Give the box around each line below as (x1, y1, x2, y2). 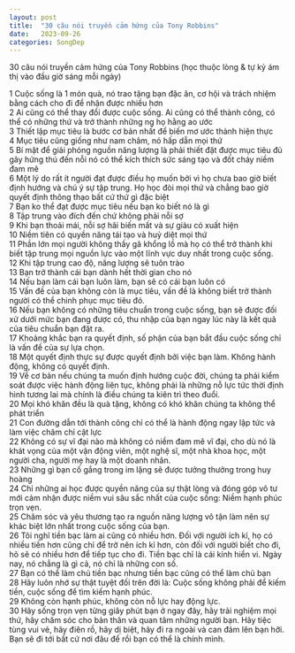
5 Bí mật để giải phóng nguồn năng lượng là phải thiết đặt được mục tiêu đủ (9, 145, 283, 156)
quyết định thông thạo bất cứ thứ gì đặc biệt (9, 192, 170, 203)
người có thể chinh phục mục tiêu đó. (9, 296, 146, 306)
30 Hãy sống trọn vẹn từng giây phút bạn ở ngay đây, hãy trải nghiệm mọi (9, 605, 276, 616)
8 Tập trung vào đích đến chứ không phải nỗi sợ (9, 211, 184, 221)
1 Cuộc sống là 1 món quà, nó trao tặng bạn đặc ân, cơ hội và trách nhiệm (9, 88, 276, 99)
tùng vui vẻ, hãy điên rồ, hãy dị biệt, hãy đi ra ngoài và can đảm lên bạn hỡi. (9, 625, 284, 635)
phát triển (9, 408, 45, 419)
